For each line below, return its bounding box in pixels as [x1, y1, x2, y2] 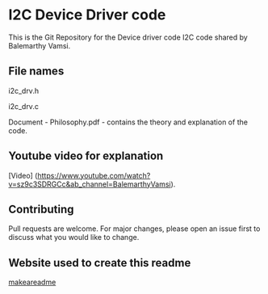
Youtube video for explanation [8, 149, 164, 163]
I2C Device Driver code [8, 6, 166, 24]
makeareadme [8, 277, 57, 288]
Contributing [8, 202, 74, 216]
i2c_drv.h [8, 86, 39, 95]
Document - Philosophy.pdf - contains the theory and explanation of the [8, 117, 249, 127]
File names [8, 65, 65, 78]
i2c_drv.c [8, 101, 39, 111]
